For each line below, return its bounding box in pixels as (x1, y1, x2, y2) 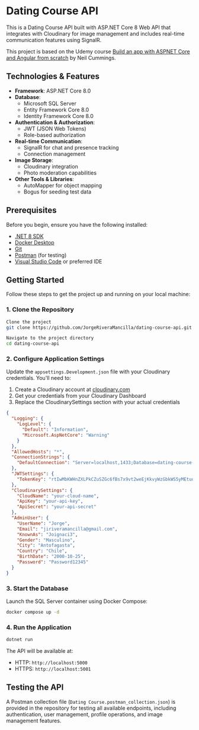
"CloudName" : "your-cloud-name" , (17, 493, 99, 499)
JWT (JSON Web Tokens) (23, 125, 87, 132)
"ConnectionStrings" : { (11, 454, 70, 461)
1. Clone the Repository (6, 306, 74, 314)
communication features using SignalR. (6, 36, 102, 43)
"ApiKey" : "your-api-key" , (17, 499, 84, 504)
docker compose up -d (6, 610, 60, 615)
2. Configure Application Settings (6, 355, 105, 363)
